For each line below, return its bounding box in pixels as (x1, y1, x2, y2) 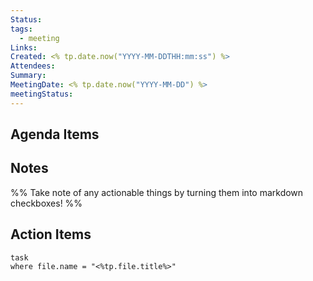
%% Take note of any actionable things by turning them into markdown (10, 186, 304, 198)
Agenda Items (10, 126, 100, 143)
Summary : (10, 71, 47, 81)
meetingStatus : (10, 89, 74, 99)
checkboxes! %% (10, 197, 83, 209)
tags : (10, 24, 33, 34)
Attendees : (10, 61, 56, 71)
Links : (10, 42, 38, 53)
